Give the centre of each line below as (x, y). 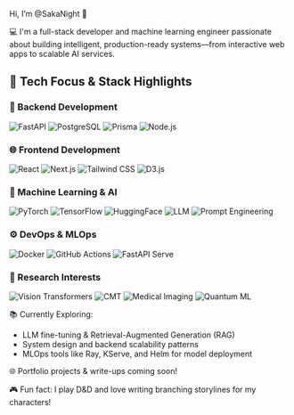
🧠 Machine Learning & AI (63, 191)
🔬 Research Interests (55, 277)
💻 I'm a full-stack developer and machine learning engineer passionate (140, 32)
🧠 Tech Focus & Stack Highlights (101, 81)
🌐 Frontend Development (65, 150)
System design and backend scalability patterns (110, 344)
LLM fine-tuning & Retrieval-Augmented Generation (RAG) (129, 335)
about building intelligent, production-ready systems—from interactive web (147, 44)
